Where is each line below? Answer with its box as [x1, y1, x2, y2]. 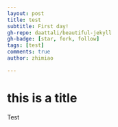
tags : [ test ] [7, 42, 45, 49]
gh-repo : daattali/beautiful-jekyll [7, 29, 112, 36]
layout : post [7, 10, 45, 17]
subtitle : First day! [7, 23, 69, 30]
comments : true [7, 49, 51, 56]
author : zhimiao [7, 55, 54, 62]
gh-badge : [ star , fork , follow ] [7, 36, 99, 43]
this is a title [7, 90, 78, 106]
